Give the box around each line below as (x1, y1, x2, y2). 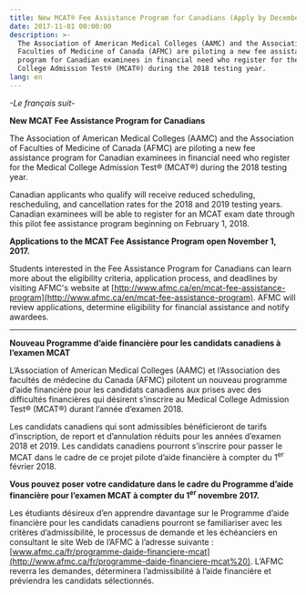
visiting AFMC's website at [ (9, 282, 115, 293)
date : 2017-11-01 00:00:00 (9, 22, 112, 31)
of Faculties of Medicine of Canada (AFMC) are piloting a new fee (9, 142, 256, 153)
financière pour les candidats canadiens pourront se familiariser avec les (9, 518, 282, 529)
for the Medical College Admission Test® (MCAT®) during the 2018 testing (9, 161, 288, 173)
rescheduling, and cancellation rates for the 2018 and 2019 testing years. (9, 198, 283, 209)
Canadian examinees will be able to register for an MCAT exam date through (9, 208, 295, 219)
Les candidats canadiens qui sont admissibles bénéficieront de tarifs (9, 420, 267, 432)
